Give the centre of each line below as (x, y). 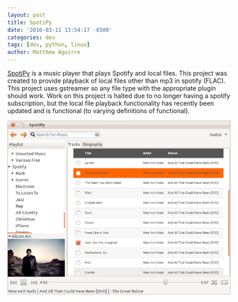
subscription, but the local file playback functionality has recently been (111, 103)
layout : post (27, 15)
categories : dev (31, 37)
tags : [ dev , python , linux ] (49, 45)
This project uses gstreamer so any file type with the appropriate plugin (112, 88)
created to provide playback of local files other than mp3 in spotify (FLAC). (117, 81)
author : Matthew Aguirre (44, 52)
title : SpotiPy (30, 22)
